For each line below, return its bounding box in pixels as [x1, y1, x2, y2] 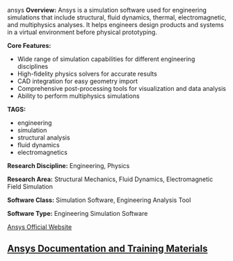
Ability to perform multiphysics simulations [17, 92, 140, 100]
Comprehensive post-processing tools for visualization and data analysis [17, 85, 226, 92]
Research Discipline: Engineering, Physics [7, 162, 130, 169]
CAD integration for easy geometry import [17, 77, 138, 85]
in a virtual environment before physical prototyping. [7, 28, 158, 36]
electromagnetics [17, 149, 68, 156]
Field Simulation [7, 183, 54, 190]
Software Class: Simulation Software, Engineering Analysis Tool [7, 196, 191, 204]
